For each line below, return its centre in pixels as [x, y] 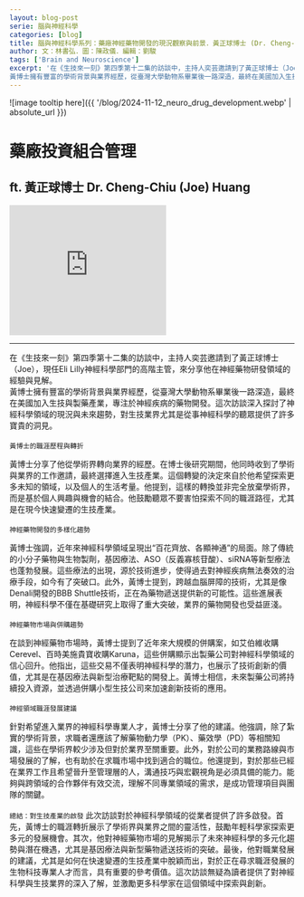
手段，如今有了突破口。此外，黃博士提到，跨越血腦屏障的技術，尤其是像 [152, 581]
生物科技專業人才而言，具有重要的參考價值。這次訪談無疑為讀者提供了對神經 [152, 872]
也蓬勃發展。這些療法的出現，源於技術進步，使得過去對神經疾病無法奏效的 [148, 570]
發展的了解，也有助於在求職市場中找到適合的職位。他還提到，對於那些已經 [156, 760]
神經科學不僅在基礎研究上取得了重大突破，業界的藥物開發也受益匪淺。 [156, 604]
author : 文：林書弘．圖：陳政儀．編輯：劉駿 [83, 52]
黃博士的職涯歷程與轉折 [47, 446]
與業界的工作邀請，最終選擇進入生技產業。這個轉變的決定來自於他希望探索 [148, 475]
